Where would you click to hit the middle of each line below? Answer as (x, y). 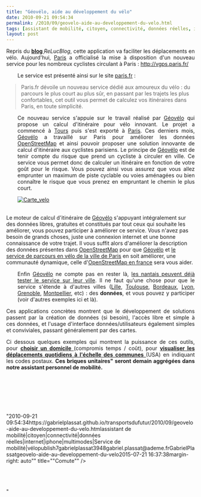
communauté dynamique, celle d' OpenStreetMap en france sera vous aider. (100, 262)
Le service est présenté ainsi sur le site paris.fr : (77, 76)
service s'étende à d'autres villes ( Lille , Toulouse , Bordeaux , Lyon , (106, 287)
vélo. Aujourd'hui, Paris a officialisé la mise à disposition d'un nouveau (100, 58)
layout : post (22, 34)
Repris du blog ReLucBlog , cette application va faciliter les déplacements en (100, 51)
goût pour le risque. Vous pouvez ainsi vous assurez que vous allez (106, 169)
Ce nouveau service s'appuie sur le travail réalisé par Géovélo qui (106, 118)
